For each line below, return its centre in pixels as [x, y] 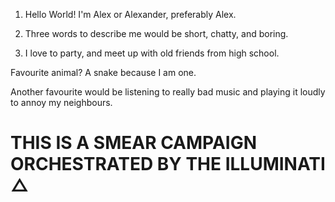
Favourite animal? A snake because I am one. [103, 72]
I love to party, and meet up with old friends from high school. [152, 53]
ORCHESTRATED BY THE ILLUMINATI [168, 164]
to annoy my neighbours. [61, 102]
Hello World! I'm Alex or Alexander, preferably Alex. [130, 14]
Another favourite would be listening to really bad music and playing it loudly [168, 92]
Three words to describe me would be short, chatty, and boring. [156, 33]
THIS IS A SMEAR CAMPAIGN [134, 143]
